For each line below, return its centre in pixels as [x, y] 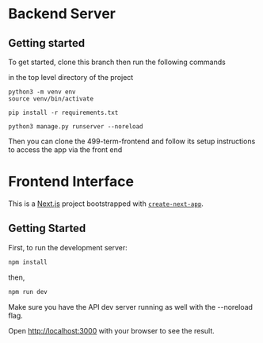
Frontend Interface [71, 182]
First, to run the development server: [68, 247]
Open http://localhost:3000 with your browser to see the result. [112, 330]
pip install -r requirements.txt [63, 112]
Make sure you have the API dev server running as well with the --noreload [131, 307]
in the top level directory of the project [71, 77]
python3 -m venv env [42, 92]
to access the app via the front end [65, 150]
